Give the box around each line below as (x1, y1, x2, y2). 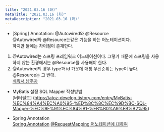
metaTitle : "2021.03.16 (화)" (5, 12, 67, 17)
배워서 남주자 (12, 78, 38, 84)
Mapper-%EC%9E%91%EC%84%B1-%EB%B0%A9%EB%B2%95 (12, 106, 148, 112)
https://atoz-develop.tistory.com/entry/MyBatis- (34, 95, 133, 101)
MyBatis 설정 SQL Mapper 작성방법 (12, 88, 83, 94)
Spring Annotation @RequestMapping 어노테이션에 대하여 (12, 121, 128, 127)
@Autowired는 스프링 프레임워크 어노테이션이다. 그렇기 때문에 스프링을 (12, 53, 150, 59)
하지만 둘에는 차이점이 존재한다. (12, 43, 73, 49)
